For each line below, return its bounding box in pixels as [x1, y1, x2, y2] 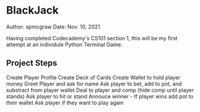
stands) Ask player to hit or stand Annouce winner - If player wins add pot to [6, 92, 193, 100]
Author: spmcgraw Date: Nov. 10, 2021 [6, 23, 100, 30]
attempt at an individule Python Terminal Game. [6, 41, 123, 48]
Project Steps [6, 58, 58, 68]
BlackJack [6, 4, 59, 17]
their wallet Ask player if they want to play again [6, 99, 124, 106]
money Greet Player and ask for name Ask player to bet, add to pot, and [6, 80, 182, 87]
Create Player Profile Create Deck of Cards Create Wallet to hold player [6, 73, 181, 81]
